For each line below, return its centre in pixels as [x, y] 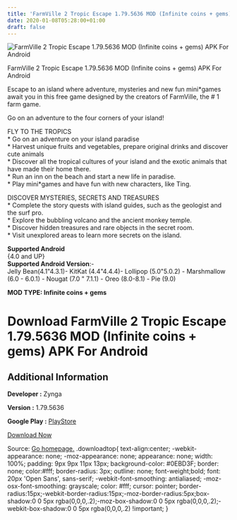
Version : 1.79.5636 [36, 408]
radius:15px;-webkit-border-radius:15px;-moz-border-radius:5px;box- [109, 494]
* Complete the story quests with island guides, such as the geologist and [115, 205]
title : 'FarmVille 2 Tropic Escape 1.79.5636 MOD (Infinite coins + [110, 14]
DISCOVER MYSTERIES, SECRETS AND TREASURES [84, 198]
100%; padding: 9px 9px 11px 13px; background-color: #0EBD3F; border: [113, 464]
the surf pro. [25, 213]
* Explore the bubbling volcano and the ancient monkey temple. [100, 220]
